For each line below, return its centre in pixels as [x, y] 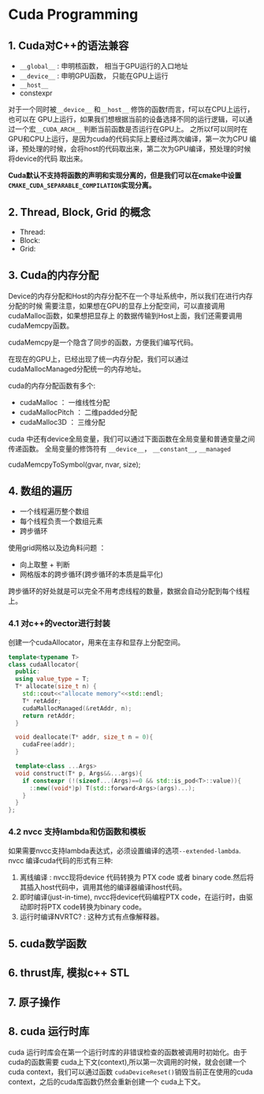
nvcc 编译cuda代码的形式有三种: [61, 860]
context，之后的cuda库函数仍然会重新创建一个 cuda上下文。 [106, 1081]
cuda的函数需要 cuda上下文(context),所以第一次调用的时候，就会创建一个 [127, 1062]
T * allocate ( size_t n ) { [56, 687]
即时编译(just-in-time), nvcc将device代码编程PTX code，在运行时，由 [133, 897]
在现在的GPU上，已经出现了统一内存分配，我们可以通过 [99, 359]
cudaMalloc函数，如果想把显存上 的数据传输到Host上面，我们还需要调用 [125, 315]
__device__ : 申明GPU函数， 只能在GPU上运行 [94, 76]
